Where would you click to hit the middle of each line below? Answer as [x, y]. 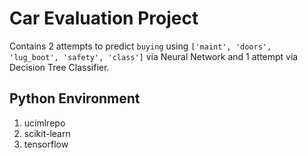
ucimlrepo [44, 123]
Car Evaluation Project [104, 18]
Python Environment [75, 98]
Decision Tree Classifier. [59, 67]
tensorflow [46, 144]
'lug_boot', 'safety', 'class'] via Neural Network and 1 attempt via [154, 56]
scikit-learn [47, 133]
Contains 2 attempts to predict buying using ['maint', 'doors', [140, 46]
